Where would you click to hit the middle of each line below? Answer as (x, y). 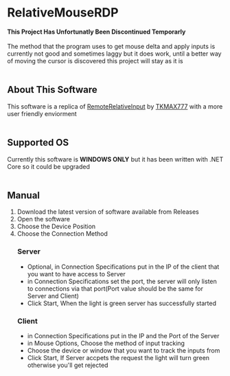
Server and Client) (53, 296)
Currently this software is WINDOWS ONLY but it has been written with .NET (115, 159)
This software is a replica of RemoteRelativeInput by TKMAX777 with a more (115, 106)
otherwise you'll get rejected (68, 365)
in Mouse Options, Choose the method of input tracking (106, 343)
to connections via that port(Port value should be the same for (115, 288)
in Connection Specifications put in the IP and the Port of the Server (123, 335)
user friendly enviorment (42, 113)
